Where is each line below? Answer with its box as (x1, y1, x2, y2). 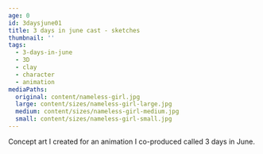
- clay (15, 64, 37, 71)
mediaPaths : (8, 85, 48, 94)
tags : (8, 41, 26, 49)
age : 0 (8, 11, 30, 20)
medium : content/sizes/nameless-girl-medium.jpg (15, 108, 180, 116)
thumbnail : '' (8, 33, 56, 42)
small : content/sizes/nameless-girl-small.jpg (15, 115, 172, 123)
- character (15, 71, 56, 79)
